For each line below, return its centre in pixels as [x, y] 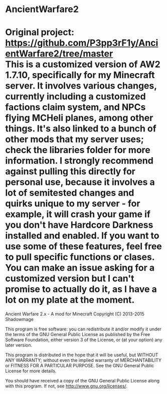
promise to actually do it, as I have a [81, 289]
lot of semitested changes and [70, 193]
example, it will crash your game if [78, 214]
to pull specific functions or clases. [80, 257]
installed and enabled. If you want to [82, 236]
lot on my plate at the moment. [70, 300]
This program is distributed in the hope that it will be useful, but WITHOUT [82, 355]
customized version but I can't [70, 279]
